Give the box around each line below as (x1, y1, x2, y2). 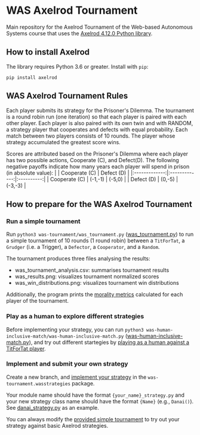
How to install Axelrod (6, 47, 90, 57)
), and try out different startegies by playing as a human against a (29, 339, 190, 346)
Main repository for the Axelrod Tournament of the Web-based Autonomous (6, 23, 193, 31)
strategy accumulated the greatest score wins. (6, 138, 121, 145)
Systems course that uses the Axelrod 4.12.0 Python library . (6, 29, 153, 36)
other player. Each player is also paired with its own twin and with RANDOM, (6, 119, 193, 126)
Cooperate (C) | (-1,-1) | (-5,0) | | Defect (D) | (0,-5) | (50, 175, 178, 182)
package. (71, 379, 95, 387)
